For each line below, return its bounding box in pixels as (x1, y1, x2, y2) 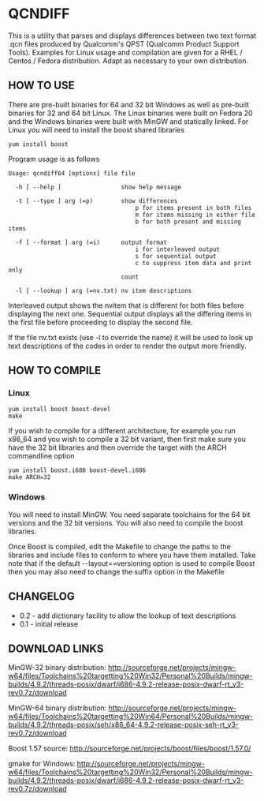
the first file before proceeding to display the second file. (8, 317, 193, 327)
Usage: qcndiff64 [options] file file (8, 169, 136, 178)
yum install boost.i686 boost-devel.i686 (8, 466, 147, 474)
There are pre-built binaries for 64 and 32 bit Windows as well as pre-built (8, 99, 250, 109)
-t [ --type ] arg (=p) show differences (15, 197, 178, 205)
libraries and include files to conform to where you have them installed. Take (8, 550, 256, 560)
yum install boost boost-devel (8, 406, 111, 414)
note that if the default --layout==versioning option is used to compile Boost (8, 558, 255, 568)
